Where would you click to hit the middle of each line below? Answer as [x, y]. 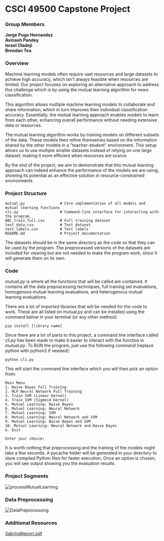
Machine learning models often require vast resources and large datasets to [82, 74]
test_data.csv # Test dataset [48, 225]
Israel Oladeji [19, 46]
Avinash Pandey [22, 40]
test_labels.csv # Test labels [47, 229]
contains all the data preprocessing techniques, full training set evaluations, [81, 287]
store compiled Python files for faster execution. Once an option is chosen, [81, 458]
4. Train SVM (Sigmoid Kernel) [37, 400]
